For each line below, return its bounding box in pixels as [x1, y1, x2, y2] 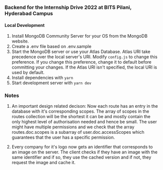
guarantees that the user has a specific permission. [11, 134, 115, 141]
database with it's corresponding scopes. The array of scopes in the [11, 108, 149, 114]
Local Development [4, 22, 45, 28]
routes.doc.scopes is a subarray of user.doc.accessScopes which [11, 129, 144, 135]
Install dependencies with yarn [11, 75, 74, 81]
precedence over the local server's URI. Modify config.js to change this [11, 54, 158, 60]
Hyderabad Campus [4, 10, 53, 17]
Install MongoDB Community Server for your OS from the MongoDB [11, 33, 148, 39]
